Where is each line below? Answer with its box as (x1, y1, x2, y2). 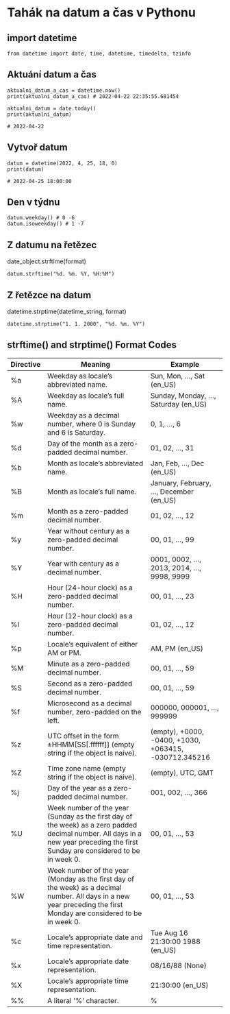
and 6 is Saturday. (47, 427, 106, 437)
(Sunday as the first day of (47, 811, 133, 821)
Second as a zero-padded (47, 679, 133, 688)
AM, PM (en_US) (150, 643, 204, 653)
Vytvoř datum (7, 142, 68, 154)
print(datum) (7, 166, 44, 173)
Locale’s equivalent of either (47, 639, 138, 649)
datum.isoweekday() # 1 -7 (7, 221, 84, 228)
